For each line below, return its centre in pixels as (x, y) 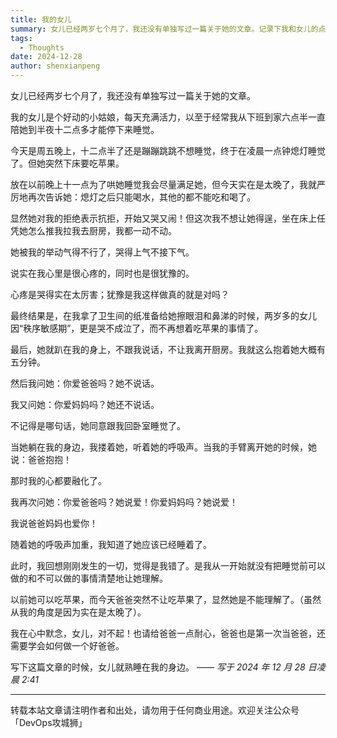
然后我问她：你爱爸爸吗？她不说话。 (85, 383)
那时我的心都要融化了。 (58, 480)
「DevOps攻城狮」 (49, 722)
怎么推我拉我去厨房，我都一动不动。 (102, 230)
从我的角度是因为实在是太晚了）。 (78, 612)
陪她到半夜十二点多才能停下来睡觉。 (85, 129)
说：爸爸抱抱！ (41, 459)
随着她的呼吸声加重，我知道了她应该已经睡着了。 (111, 544)
